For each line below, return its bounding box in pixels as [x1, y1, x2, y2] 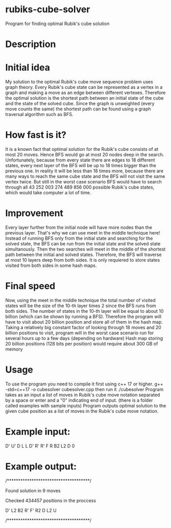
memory [5, 346, 23, 352]
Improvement [5, 208, 64, 219]
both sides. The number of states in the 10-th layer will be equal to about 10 [5, 308, 164, 314]
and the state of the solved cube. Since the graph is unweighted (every [5, 101, 155, 107]
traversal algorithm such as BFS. [5, 111, 74, 118]
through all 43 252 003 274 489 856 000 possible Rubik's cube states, [5, 184, 155, 190]
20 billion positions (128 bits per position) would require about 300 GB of [5, 340, 158, 347]
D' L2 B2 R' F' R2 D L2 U [5, 507, 57, 513]
